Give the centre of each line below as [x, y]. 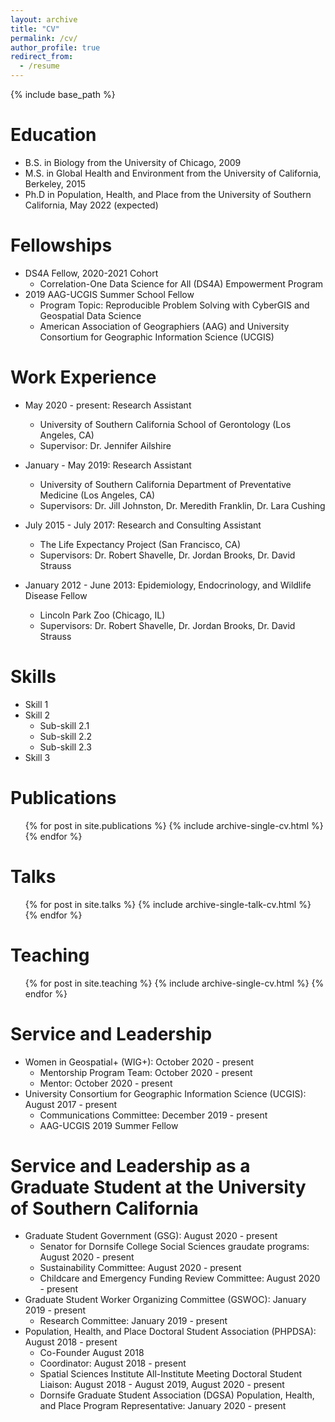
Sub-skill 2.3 [65, 747]
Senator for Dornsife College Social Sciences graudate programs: [174, 1247]
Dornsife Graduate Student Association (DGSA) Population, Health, [177, 1395]
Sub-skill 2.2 [66, 736]
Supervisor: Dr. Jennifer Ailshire [105, 445]
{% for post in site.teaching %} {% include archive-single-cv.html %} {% [174, 983]
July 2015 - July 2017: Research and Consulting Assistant [143, 525]
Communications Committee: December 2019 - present [153, 1115]
